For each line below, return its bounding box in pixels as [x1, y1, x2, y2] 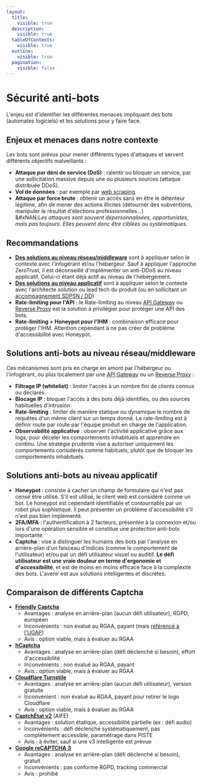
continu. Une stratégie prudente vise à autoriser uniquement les [14, 440, 174, 447]
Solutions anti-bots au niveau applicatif [6, 470, 158, 481]
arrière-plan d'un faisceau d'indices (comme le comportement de [14, 544, 178, 551]
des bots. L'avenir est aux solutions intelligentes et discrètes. [14, 570, 166, 577]
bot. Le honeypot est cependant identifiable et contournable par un [14, 499, 182, 507]
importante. [14, 531, 44, 539]
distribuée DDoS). [14, 182, 60, 189]
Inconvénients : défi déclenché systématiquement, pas [24, 725, 160, 732]
